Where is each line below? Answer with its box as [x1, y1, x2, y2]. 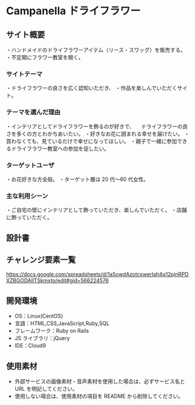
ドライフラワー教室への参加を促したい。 [11, 145, 110, 152]
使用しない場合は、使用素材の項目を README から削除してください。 [14, 393, 184, 400]
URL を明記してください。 [14, 385, 78, 393]
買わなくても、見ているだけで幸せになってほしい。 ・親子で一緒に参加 [6, 137, 177, 144]
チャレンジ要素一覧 [6, 254, 76, 265]
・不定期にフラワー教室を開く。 [6, 54, 84, 61]
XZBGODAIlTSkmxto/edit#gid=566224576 [6, 277, 109, 284]
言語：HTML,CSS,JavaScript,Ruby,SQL [14, 320, 110, 327]
